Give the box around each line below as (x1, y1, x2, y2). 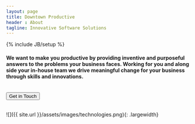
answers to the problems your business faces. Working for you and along (6, 60, 190, 67)
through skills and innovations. (6, 73, 84, 80)
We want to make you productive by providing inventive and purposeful (6, 54, 185, 61)
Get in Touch (9, 93, 37, 99)
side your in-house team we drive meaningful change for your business (6, 67, 185, 74)
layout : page (6, 8, 38, 15)
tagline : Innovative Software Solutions (6, 25, 107, 31)
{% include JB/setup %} (6, 41, 65, 48)
